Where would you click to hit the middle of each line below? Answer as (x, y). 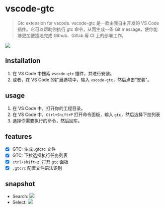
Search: (20, 197)
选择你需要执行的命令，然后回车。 (47, 120)
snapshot (20, 184)
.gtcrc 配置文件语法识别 (37, 168)
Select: (20, 203)
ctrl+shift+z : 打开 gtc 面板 (40, 162)
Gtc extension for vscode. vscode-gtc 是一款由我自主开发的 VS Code (88, 23)
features (19, 137)
